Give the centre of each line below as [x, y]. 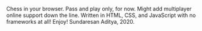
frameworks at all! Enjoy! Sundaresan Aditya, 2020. [71, 22]
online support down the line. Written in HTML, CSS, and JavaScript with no [101, 15]
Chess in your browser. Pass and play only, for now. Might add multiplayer [99, 9]
